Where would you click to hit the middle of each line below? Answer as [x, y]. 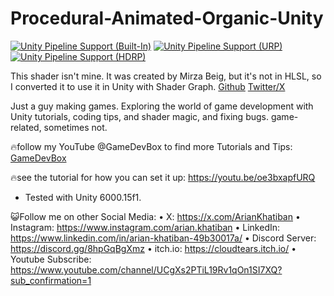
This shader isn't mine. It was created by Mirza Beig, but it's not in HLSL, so [166, 76]
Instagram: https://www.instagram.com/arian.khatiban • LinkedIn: [145, 227]
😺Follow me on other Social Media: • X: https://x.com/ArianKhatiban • [155, 216]
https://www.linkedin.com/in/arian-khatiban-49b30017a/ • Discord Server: [163, 238]
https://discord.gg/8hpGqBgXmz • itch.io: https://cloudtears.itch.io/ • [153, 248]
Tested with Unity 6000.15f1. [83, 197]
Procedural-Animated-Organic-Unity [167, 18]
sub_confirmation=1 [51, 280]
